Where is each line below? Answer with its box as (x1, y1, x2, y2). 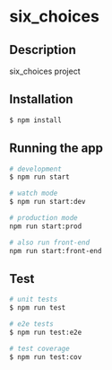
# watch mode (9, 189, 58, 198)
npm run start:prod (9, 222, 82, 231)
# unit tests (9, 295, 58, 304)
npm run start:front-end (9, 246, 102, 255)
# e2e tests (9, 320, 54, 329)
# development (9, 164, 63, 173)
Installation (9, 92, 73, 107)
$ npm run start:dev (9, 198, 87, 207)
